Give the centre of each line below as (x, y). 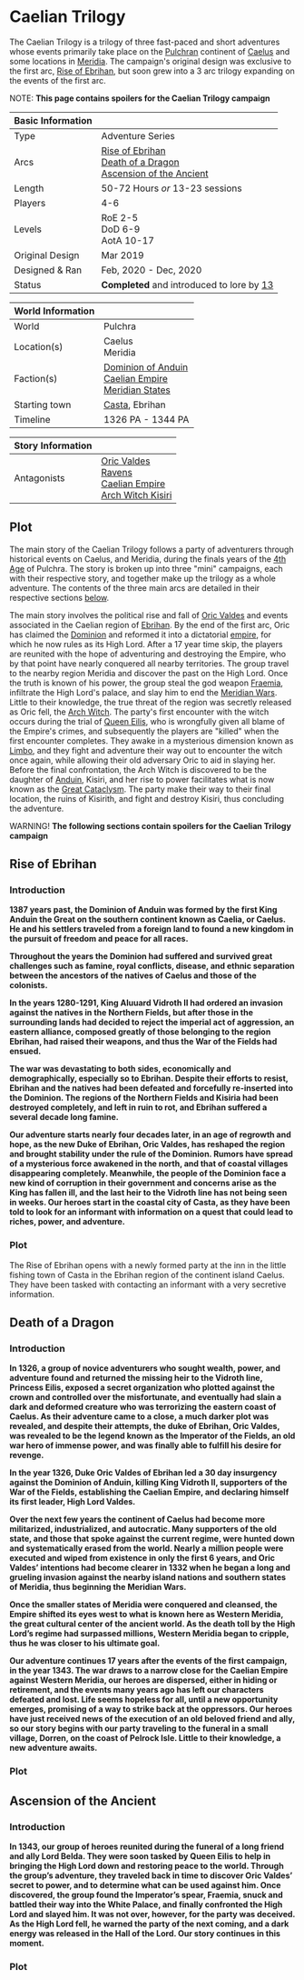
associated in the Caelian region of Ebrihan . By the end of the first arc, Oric (150, 625)
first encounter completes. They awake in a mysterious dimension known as (152, 740)
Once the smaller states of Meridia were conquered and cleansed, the (144, 1605)
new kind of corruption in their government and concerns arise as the (143, 1183)
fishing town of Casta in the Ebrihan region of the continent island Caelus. (147, 1275)
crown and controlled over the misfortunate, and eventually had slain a (146, 1397)
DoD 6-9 (121, 229)
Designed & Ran (48, 270)
